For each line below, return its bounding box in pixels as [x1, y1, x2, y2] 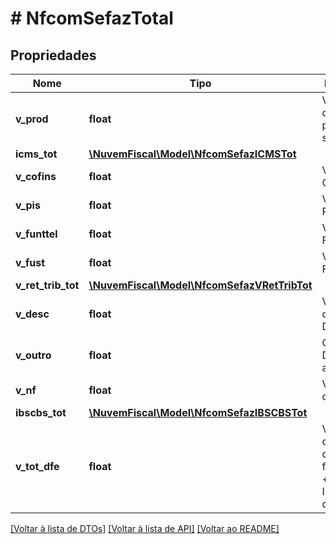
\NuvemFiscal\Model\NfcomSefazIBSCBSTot [88, 406, 308, 419]
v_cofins [15, 170, 57, 183]
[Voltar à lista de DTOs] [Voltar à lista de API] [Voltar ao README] [10, 523, 280, 534]
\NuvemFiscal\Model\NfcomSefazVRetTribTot [88, 278, 313, 292]
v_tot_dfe [15, 460, 60, 473]
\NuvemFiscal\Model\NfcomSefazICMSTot [88, 147, 297, 161]
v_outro [15, 348, 52, 362]
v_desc [15, 307, 50, 321]
